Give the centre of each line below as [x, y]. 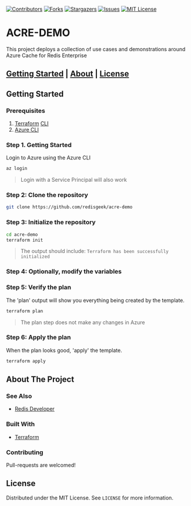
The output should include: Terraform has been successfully [95, 251]
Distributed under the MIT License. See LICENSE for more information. [90, 498]
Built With [21, 424]
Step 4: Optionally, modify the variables [64, 272]
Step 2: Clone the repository [47, 195]
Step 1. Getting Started [39, 145]
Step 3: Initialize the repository [51, 222]
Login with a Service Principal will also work [74, 180]
